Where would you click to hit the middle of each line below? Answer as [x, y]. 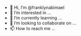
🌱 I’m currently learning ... [36, 18]
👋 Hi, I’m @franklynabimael [37, 8]
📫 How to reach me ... [32, 28]
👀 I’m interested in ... [30, 13]
